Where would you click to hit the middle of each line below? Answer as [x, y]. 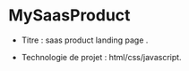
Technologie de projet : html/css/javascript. [101, 57]
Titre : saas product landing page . [85, 40]
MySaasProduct [69, 16]
